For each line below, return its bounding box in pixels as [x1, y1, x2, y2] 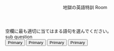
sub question [5, 34, 33, 39]
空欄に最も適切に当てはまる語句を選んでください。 [5, 28, 112, 34]
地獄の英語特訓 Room [63, 4, 107, 10]
